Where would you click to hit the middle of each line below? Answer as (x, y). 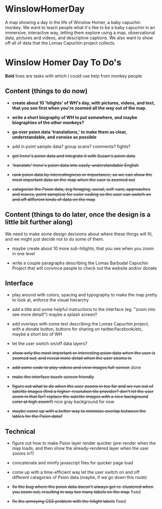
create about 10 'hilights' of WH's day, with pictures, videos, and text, (83, 103)
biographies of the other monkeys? (48, 123)
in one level (23, 253)
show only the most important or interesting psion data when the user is (84, 353)
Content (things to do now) (46, 91)
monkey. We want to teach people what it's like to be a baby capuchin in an (80, 27)
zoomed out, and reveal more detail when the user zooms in (72, 358)
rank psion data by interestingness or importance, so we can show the (82, 174)
